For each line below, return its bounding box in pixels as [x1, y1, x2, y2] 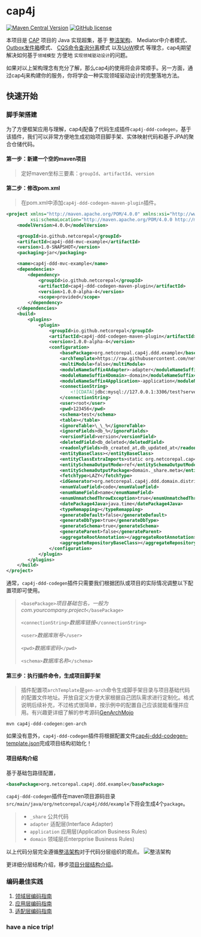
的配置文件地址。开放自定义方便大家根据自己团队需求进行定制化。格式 [20, 694, 194, 701]
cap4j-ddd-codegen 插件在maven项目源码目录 [6, 793, 115, 800]
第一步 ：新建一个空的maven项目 [6, 155, 87, 163]
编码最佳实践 [6, 878, 44, 886]
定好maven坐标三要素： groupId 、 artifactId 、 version [20, 169, 154, 177]
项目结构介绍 [6, 754, 38, 762]
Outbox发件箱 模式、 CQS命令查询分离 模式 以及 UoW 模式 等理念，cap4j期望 [6, 44, 191, 51]
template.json [6, 740, 40, 747]
